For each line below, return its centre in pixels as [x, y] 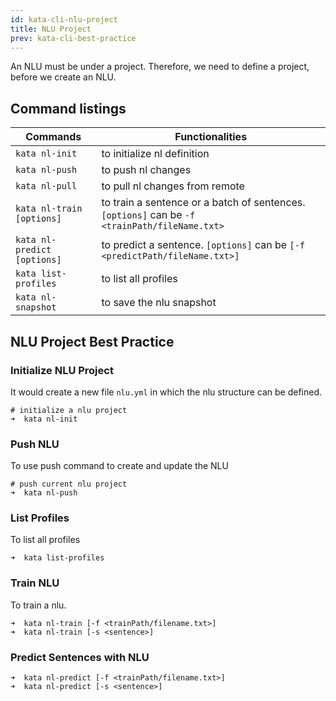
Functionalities [211, 137]
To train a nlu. [38, 605]
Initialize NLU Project [62, 370]
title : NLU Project [51, 29]
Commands [53, 137]
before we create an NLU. [63, 77]
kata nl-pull [46, 186]
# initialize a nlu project [69, 410]
